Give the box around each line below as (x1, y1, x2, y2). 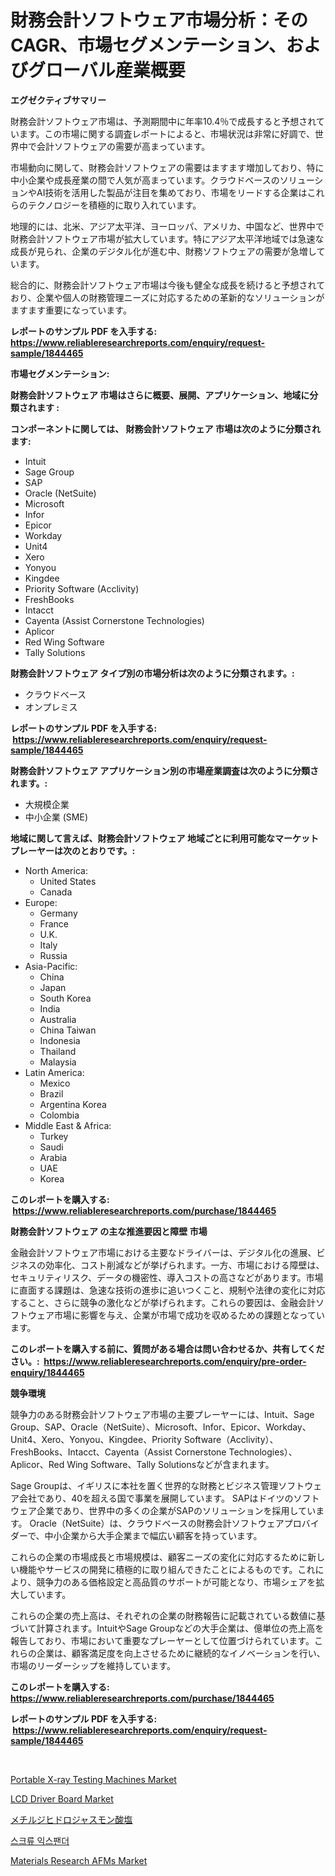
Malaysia (39, 1056, 77, 1068)
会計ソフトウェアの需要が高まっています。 (36, 140, 211, 152)
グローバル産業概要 (28, 59, 186, 82)
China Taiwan (39, 1024, 97, 1036)
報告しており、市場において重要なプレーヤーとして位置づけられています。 (10, 1634, 315, 1646)
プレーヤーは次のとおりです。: (10, 844, 136, 856)
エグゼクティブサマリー (10, 94, 107, 106)
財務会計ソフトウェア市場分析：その (10, 9, 309, 32)
